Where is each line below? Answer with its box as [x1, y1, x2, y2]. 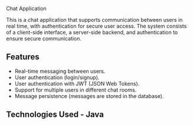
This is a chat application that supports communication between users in [6, 16, 183, 23]
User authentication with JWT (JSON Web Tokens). [14, 80, 140, 87]
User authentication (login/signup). [14, 73, 100, 81]
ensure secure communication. [6, 35, 81, 42]
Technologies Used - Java [6, 110, 104, 120]
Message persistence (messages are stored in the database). [14, 92, 164, 99]
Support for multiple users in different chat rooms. [14, 86, 137, 93]
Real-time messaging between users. [14, 67, 106, 75]
